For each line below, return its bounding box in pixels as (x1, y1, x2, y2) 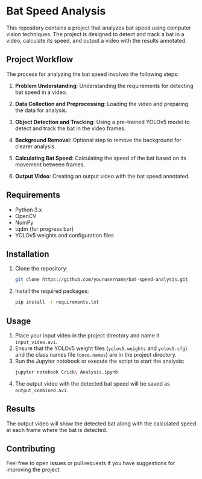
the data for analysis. (14, 107, 68, 114)
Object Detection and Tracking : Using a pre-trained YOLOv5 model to (14, 118, 190, 125)
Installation (6, 249, 49, 259)
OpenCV (14, 212, 37, 219)
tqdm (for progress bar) (14, 225, 74, 233)
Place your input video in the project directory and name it (14, 331, 160, 339)
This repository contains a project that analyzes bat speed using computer (6, 24, 191, 31)
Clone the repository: (14, 265, 68, 272)
